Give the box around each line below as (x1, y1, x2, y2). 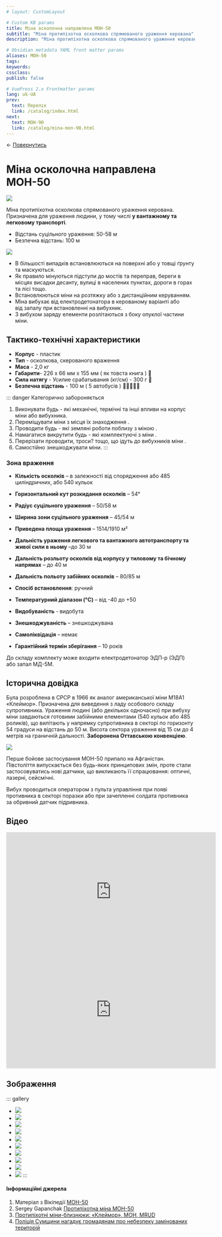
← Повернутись (6, 142, 47, 149)
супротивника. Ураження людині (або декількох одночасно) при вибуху (6, 707, 190, 714)
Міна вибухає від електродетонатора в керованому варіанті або (14, 298, 180, 305)
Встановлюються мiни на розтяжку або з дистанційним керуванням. (14, 292, 191, 299)
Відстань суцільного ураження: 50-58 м (14, 230, 118, 238)
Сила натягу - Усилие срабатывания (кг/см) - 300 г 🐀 (14, 376, 153, 383)
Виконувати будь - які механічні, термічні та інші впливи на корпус (14, 406, 187, 413)
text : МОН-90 (11, 119, 44, 125)
